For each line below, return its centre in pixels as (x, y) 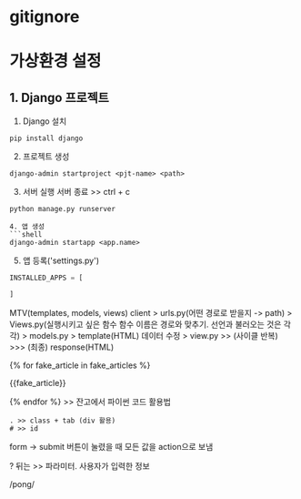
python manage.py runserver (63, 209)
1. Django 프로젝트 (59, 97)
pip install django (46, 138)
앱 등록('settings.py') (61, 260)
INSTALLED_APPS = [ (46, 278)
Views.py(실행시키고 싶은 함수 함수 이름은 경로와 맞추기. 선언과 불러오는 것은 (145, 324)
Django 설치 (45, 121)
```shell (26, 235)
